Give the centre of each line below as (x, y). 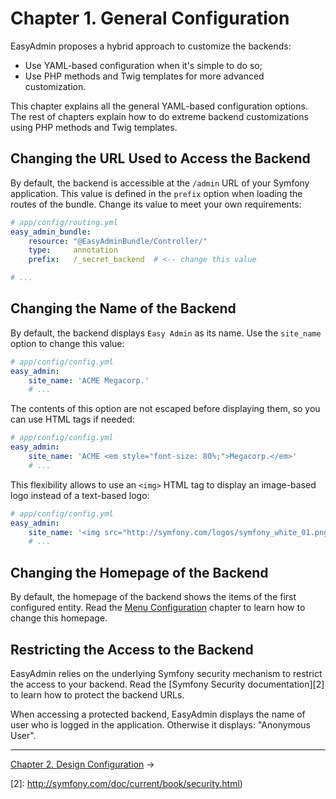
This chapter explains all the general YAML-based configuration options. (159, 106)
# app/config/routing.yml (64, 222)
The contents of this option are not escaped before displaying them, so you (165, 409)
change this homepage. (59, 618)
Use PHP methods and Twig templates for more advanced (144, 76)
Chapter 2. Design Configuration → (82, 764)
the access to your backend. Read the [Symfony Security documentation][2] (167, 684)
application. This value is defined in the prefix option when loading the (156, 193)
